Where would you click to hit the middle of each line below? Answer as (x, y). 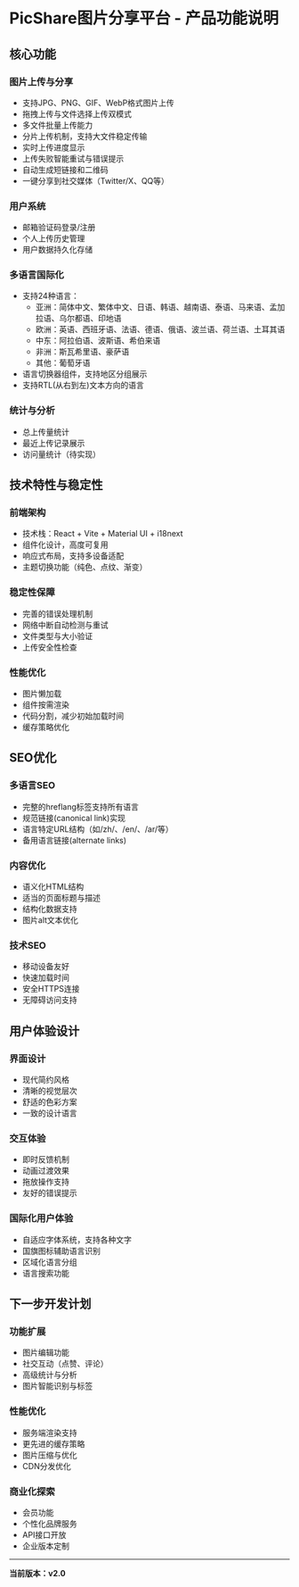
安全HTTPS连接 (51, 989)
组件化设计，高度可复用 (65, 544)
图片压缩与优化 (49, 1455)
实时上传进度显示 (53, 147)
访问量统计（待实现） (61, 454)
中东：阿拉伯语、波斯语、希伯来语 (98, 341)
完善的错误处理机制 (57, 613)
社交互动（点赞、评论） (65, 1364)
